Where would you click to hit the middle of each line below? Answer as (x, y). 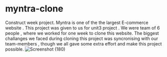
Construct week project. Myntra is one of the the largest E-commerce (77, 22)
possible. (14, 49)
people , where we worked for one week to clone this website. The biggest (82, 33)
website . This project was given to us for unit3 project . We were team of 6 (82, 27)
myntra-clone (34, 9)
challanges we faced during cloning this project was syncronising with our (82, 38)
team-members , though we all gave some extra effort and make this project (83, 43)
